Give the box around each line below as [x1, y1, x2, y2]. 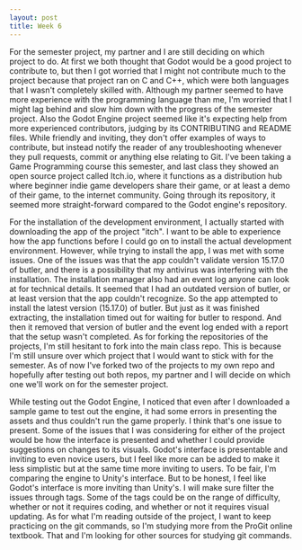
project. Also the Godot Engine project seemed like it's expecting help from [9, 113, 288, 124]
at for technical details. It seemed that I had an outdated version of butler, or [9, 283, 291, 294]
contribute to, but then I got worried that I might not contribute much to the [9, 65, 286, 76]
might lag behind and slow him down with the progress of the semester [9, 103, 273, 114]
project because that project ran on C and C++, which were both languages [9, 75, 289, 85]
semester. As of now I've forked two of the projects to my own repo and [9, 359, 276, 370]
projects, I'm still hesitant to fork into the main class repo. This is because [9, 341, 281, 351]
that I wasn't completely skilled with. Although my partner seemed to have [9, 84, 284, 95]
